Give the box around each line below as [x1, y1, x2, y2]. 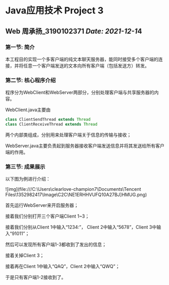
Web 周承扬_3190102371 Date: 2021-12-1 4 [5, 27, 142, 35]
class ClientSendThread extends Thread [5, 117, 91, 122]
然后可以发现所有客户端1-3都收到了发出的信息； [5, 241, 107, 247]
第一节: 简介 [5, 43, 35, 50]
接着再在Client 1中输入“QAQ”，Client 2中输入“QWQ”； [5, 263, 120, 270]
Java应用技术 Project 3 [5, 5, 104, 16]
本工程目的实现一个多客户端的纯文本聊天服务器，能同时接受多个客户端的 [5, 56, 158, 62]
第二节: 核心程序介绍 [5, 77, 56, 84]
